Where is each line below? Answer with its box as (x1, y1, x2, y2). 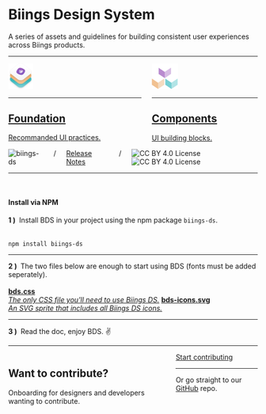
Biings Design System (8, 6, 156, 24)
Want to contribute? (8, 367, 109, 381)
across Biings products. (8, 40, 85, 49)
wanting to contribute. (8, 396, 81, 405)
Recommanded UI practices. (8, 133, 101, 142)
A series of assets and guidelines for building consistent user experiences (8, 32, 249, 41)
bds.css (8, 287, 36, 296)
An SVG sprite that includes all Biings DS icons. (8, 303, 162, 313)
